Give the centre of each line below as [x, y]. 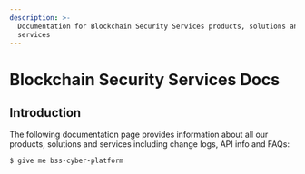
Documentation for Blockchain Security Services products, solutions [152, 26]
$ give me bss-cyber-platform [67, 161]
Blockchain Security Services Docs [144, 79]
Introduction [45, 113]
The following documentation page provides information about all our [139, 135]
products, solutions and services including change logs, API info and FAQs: [150, 144]
